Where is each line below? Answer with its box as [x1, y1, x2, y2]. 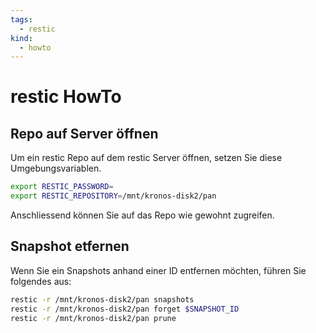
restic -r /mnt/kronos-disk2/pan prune [10, 313, 177, 323]
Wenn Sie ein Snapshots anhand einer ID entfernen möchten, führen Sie [10, 264, 307, 276]
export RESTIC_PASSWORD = [10, 182, 114, 192]
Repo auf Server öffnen [10, 125, 159, 142]
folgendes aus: [10, 275, 72, 287]
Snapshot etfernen [10, 238, 130, 255]
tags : [10, 14, 33, 25]
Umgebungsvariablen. [10, 162, 102, 175]
